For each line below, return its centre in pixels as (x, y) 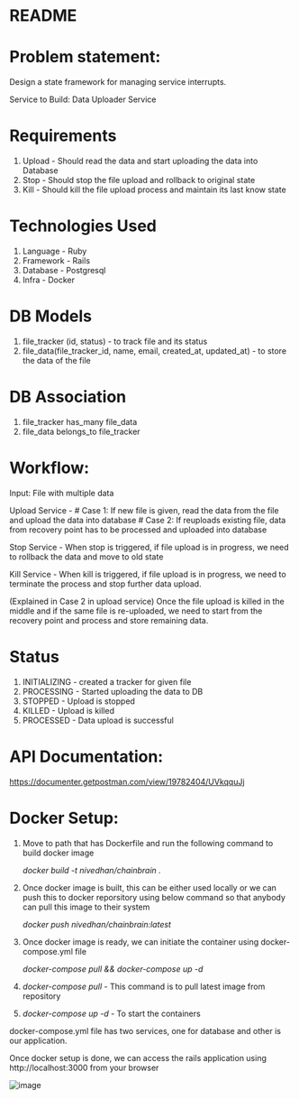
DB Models (51, 316)
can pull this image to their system (86, 907)
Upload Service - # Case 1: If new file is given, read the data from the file (144, 510)
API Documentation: (86, 757)
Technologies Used (83, 226)
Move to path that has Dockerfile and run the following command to (148, 843)
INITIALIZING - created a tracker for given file (107, 681)
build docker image (58, 853)
